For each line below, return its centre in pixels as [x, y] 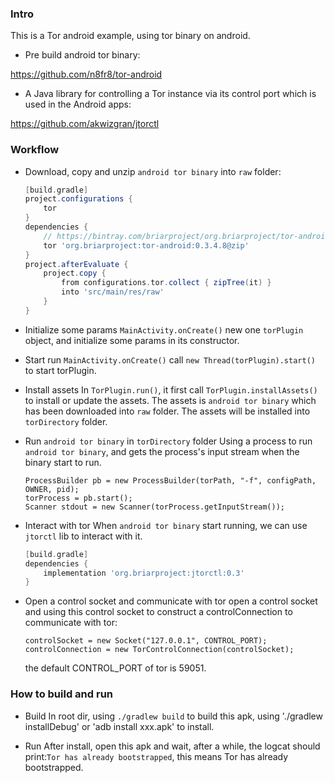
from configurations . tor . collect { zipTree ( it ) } [166, 283]
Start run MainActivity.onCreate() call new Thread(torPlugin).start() [170, 359]
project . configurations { [78, 199]
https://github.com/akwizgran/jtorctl [85, 124]
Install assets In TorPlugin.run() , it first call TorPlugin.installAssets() [171, 389]
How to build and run [62, 694]
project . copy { [75, 273]
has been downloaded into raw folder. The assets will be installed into [167, 411]
